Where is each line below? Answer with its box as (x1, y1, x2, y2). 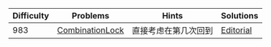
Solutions (221, 10, 259, 21)
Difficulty (12, 10, 50, 21)
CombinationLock (57, 25, 125, 35)
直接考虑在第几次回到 (132, 25, 214, 36)
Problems (71, 10, 110, 21)
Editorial (221, 25, 252, 35)
